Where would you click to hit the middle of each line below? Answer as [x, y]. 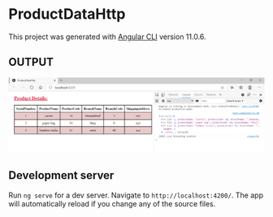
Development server [61, 176]
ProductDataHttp [67, 14]
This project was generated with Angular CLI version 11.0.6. [107, 37]
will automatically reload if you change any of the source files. [112, 203]
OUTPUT [31, 62]
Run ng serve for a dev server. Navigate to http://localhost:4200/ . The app [136, 195]
